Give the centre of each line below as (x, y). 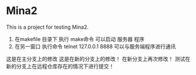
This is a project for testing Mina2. (48, 27)
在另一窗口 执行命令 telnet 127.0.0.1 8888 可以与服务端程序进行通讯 (95, 46)
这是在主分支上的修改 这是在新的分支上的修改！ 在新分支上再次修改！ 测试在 (98, 59)
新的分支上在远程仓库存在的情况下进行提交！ (60, 66)
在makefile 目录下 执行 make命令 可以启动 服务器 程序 (80, 39)
